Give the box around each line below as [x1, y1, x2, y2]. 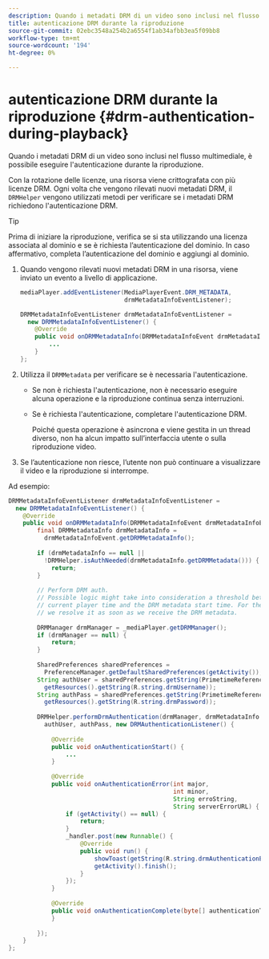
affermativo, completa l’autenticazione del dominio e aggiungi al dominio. [8, 249, 250, 258]
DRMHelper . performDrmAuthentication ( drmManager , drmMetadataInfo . [37, 713, 263, 722]
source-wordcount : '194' [8, 42, 91, 50]
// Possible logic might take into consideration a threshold [37, 594, 249, 602]
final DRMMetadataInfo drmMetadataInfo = [37, 527, 178, 535]
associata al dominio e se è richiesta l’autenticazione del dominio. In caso [8, 240, 251, 249]
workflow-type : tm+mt [8, 34, 81, 42]
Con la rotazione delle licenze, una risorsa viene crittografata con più [8, 175, 236, 184]
